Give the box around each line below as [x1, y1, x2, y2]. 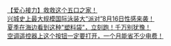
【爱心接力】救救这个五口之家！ [7, 6, 98, 14]
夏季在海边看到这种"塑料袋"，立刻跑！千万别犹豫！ [7, 23, 152, 31]
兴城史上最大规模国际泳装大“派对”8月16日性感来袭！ [7, 14, 155, 23]
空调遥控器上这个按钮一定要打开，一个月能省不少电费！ [7, 32, 163, 40]
